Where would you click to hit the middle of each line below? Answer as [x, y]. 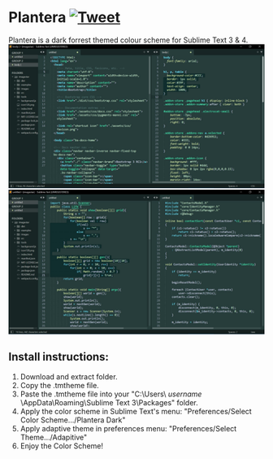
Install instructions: [59, 357]
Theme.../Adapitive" [54, 437]
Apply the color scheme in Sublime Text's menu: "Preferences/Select [136, 411]
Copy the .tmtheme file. [59, 385]
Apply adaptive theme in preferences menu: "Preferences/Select [128, 428]
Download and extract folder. [69, 376]
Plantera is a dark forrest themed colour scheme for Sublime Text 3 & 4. [128, 40]
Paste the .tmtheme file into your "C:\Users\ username [111, 394]
